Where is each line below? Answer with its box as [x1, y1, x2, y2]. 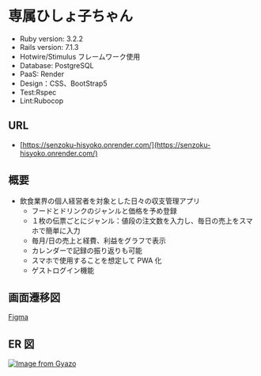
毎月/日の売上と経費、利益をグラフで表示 [31, 236, 166, 245]
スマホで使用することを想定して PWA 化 [31, 255, 162, 265]
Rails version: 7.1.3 [19, 42, 79, 52]
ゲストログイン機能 [31, 265, 95, 274]
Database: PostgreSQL [19, 60, 94, 70]
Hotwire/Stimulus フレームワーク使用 [19, 52, 141, 61]
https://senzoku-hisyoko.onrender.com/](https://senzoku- [22, 140, 211, 149]
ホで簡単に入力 [31, 225, 81, 235]
